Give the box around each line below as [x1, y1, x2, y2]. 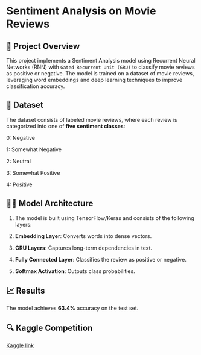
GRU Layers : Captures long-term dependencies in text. [14, 244, 153, 251]
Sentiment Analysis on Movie [6, 4, 156, 18]
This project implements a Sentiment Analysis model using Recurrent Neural [6, 57, 196, 64]
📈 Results [6, 286, 45, 296]
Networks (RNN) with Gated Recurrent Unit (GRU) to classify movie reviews [6, 63, 195, 71]
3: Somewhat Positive [6, 169, 60, 176]
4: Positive [6, 181, 33, 188]
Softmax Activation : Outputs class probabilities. [14, 267, 135, 275]
